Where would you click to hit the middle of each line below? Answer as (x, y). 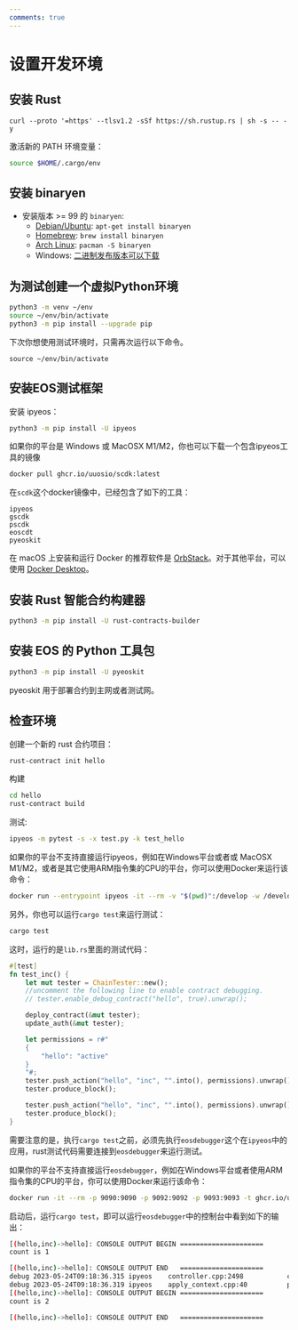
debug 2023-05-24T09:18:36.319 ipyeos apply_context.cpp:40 (129, 1285)
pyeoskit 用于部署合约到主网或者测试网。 (84, 689)
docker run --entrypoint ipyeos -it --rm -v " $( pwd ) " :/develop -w (134, 896)
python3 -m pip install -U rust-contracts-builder (105, 621)
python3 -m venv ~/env (51, 308)
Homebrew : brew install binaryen (99, 236)
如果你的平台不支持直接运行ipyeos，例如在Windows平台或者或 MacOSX (141, 857)
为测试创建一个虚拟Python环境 (94, 286)
